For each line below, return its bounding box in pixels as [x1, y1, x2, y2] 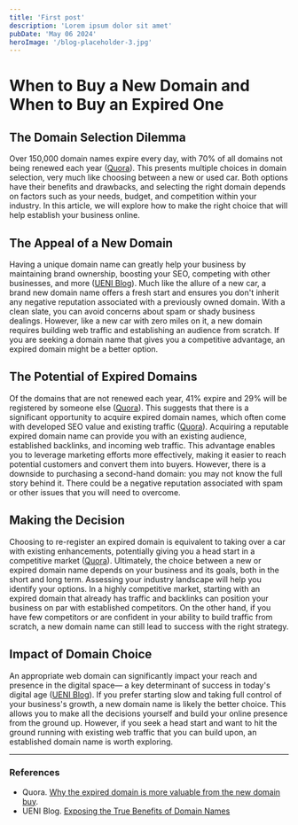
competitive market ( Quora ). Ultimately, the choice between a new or [9, 555, 262, 565]
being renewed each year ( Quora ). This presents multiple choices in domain [9, 163, 286, 174]
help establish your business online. [9, 210, 140, 221]
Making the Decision [9, 513, 126, 528]
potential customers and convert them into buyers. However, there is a [9, 458, 266, 470]
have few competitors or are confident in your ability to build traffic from [9, 611, 273, 622]
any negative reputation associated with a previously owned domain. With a [9, 297, 286, 307]
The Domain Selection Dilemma [9, 129, 186, 144]
